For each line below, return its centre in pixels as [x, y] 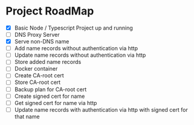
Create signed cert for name [50, 96]
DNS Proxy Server [37, 35]
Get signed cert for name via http [56, 103]
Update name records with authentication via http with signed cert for [101, 109]
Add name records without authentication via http [76, 48]
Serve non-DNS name [42, 42]
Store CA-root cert [37, 82]
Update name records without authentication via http [80, 55]
